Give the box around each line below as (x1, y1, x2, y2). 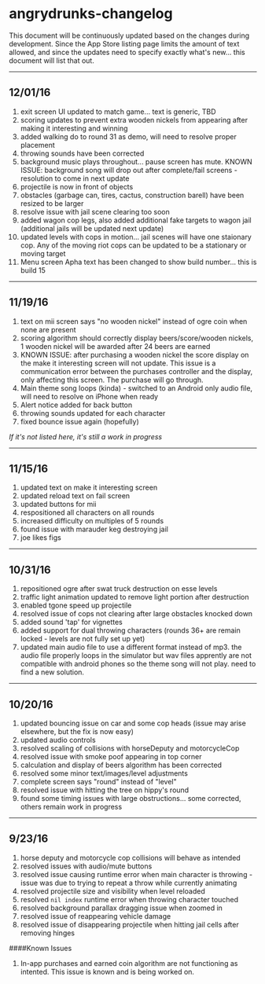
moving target (20, 248, 66, 258)
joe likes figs (20, 533, 61, 542)
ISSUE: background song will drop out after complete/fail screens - (20, 165, 238, 174)
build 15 (20, 265, 46, 275)
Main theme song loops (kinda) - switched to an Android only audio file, (20, 383, 253, 393)
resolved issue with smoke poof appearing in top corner (20, 752, 202, 761)
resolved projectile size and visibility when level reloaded (20, 886, 205, 896)
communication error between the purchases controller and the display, (20, 366, 253, 376)
